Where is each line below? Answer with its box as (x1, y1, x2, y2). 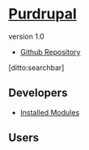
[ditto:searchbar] (8, 62, 65, 73)
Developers (8, 86, 68, 100)
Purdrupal (8, 5, 77, 23)
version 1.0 (8, 31, 44, 41)
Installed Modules (19, 107, 80, 117)
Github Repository (19, 47, 81, 56)
